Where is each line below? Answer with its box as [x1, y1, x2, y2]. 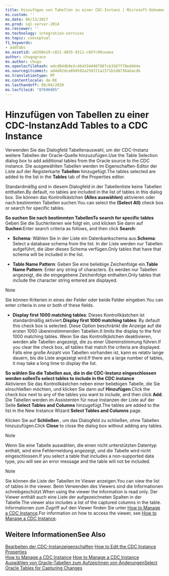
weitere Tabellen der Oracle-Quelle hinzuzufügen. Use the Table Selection [5, 152, 158, 159]
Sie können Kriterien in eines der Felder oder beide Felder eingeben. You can [5, 297, 163, 303]
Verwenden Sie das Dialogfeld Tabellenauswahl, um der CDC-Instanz [5, 147, 149, 153]
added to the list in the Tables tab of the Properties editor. [5, 174, 125, 180]
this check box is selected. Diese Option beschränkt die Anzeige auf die [12, 323, 162, 329]
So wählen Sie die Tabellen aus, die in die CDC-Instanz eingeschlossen [5, 370, 157, 376]
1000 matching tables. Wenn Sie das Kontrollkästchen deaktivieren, [12, 334, 152, 340]
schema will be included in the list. [12, 251, 84, 257]
